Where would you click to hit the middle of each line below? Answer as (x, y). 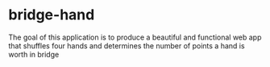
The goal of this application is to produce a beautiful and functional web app (135, 37)
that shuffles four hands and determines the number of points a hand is (127, 45)
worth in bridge (34, 54)
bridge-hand (52, 15)
